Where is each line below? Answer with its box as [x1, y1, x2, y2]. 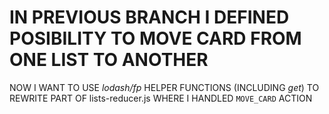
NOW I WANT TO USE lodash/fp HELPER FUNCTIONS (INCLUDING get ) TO [9, 81, 320, 93]
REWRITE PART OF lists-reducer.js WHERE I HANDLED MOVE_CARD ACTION [9, 92, 313, 104]
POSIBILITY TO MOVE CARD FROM [9, 27, 302, 50]
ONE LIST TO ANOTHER [9, 49, 209, 71]
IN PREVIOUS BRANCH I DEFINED [9, 6, 290, 29]
